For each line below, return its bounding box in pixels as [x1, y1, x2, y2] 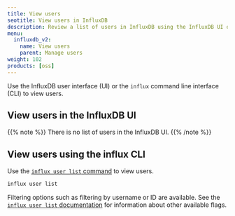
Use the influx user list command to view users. [7, 167, 154, 175]
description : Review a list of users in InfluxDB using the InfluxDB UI [7, 23, 224, 30]
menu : [7, 29, 23, 37]
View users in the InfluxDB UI [7, 109, 136, 121]
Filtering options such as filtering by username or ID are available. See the [7, 194, 220, 202]
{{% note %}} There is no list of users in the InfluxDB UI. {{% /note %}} [7, 128, 212, 137]
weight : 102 [7, 56, 42, 63]
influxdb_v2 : [13, 36, 52, 43]
